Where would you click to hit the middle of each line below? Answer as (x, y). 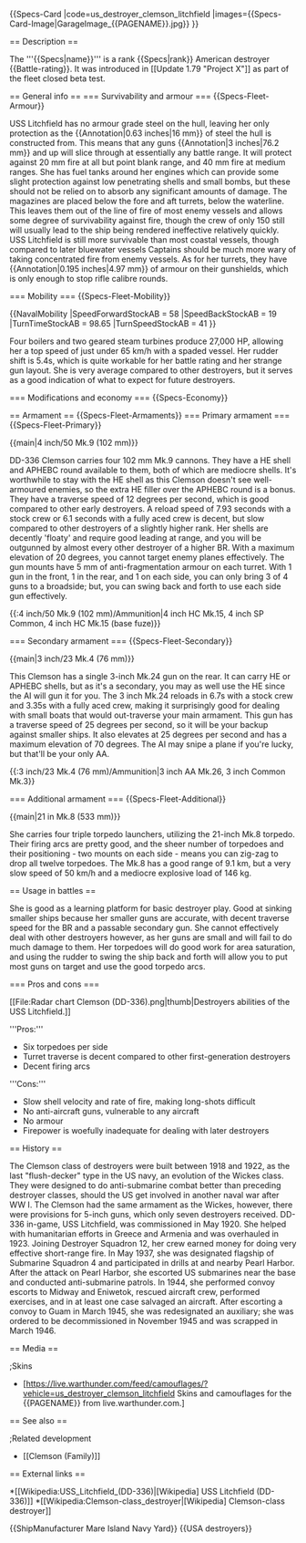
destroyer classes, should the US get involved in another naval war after (144, 1195)
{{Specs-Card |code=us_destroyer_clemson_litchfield (110, 14)
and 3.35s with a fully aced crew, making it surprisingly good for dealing (145, 705)
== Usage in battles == (53, 891)
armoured (28, 489)
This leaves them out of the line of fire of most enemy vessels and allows (146, 211)
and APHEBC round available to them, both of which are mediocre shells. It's (153, 470)
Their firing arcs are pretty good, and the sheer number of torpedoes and (147, 844)
